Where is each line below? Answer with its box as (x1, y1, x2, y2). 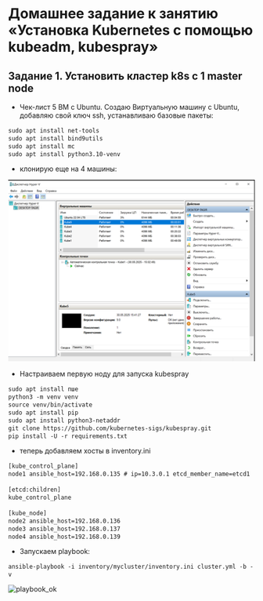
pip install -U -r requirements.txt (8, 432, 128, 440)
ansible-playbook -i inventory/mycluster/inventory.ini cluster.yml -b (8, 563, 247, 571)
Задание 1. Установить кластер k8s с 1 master (8, 69, 243, 82)
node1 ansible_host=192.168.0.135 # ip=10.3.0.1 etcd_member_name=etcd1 (8, 470, 250, 479)
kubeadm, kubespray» (8, 38, 159, 56)
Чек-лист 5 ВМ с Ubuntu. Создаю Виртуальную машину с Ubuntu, (19, 103, 240, 111)
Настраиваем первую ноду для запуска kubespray (19, 370, 189, 379)
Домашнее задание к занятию (8, 5, 219, 23)
